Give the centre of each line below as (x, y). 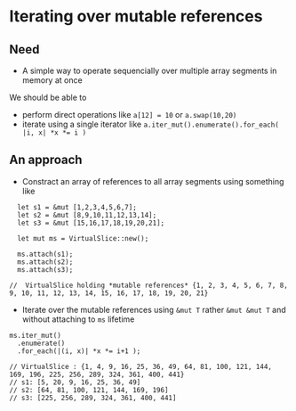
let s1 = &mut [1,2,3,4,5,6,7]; (77, 207)
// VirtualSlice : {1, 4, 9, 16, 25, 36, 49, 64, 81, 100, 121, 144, (141, 366)
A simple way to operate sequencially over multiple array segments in (149, 70)
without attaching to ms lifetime (78, 319)
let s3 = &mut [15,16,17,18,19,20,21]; (91, 223)
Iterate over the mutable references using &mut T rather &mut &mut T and (154, 309)
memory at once (52, 80)
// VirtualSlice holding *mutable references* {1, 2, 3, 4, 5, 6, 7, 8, (149, 285)
